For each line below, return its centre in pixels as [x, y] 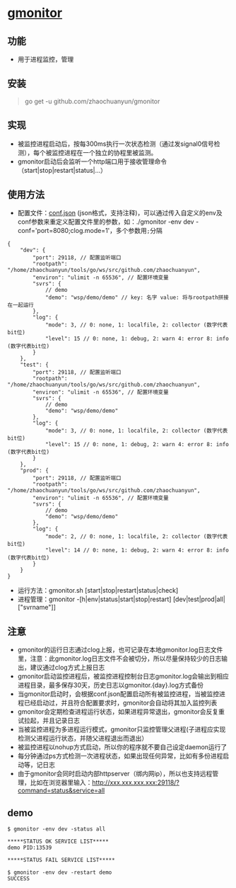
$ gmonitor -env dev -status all [57, 829]
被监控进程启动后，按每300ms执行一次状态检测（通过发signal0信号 [116, 144]
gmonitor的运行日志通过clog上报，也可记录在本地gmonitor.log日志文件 [120, 650]
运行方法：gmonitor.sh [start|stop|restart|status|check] [98, 591]
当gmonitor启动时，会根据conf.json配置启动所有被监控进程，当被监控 [118, 694]
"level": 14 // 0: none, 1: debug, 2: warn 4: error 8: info [137, 550]
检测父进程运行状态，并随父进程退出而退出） [83, 739]
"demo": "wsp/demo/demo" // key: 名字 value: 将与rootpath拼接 [137, 298]
